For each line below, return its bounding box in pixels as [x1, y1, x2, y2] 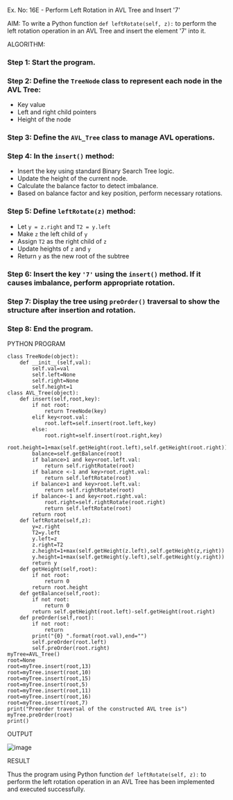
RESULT [7, 756, 31, 765]
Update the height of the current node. [17, 174, 128, 183]
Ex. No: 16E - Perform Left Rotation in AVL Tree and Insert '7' [7, 6, 180, 14]
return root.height [32, 583, 89, 591]
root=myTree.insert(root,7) [7, 699, 89, 706]
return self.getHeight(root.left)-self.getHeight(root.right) [32, 608, 216, 615]
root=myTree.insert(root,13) [7, 662, 92, 669]
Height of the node [17, 115, 71, 124]
